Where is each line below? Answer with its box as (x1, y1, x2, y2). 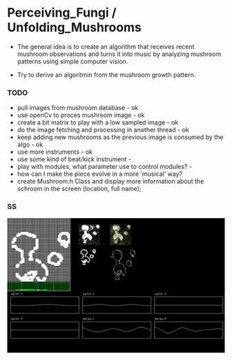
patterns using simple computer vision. (17, 57, 128, 65)
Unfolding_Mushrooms (7, 19, 142, 35)
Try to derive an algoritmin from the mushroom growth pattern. (17, 71, 196, 79)
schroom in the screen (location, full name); (17, 185, 142, 193)
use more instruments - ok (17, 147, 93, 156)
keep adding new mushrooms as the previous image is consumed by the (17, 133, 224, 141)
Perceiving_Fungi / (7, 5, 117, 21)
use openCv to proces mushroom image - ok (17, 111, 145, 119)
